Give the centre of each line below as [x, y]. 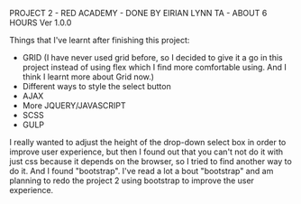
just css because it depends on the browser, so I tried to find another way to [151, 161]
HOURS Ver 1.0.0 [41, 23]
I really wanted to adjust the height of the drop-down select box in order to [148, 142]
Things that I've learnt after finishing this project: [100, 40]
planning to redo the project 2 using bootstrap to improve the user [132, 181]
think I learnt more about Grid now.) [88, 77]
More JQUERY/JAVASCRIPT [74, 106]
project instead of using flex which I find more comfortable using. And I [154, 67]
